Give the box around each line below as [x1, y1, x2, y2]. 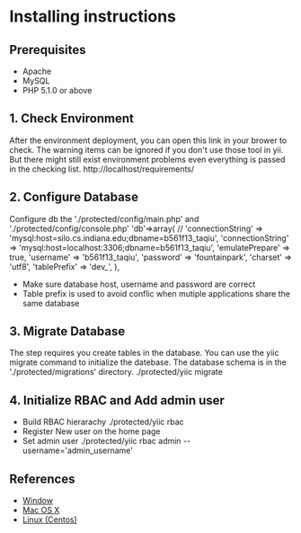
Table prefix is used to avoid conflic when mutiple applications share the [22, 288, 290, 298]
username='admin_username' [22, 445, 133, 456]
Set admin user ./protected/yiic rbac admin [22, 436, 181, 447]
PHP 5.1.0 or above [22, 85, 93, 95]
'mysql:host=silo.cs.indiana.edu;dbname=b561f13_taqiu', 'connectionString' [9, 232, 289, 244]
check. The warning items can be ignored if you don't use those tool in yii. [9, 144, 284, 155]
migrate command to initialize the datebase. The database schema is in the [9, 357, 288, 368]
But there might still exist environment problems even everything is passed [9, 154, 286, 164]
